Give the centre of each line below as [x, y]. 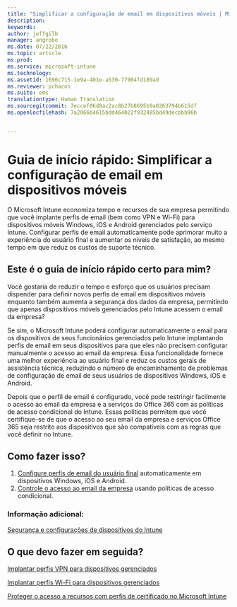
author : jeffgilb [33, 34]
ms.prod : [20, 60]
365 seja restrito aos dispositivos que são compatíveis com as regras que [114, 427]
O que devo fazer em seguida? [75, 552]
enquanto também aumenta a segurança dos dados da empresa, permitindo [118, 301]
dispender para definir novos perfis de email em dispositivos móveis [107, 294]
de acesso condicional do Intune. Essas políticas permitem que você [107, 412]
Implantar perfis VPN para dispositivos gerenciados [82, 569]
